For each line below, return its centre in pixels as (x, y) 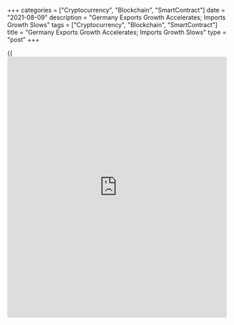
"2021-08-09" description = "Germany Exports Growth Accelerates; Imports (117, 17)
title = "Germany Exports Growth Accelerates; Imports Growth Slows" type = (117, 32)
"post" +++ (23, 40)
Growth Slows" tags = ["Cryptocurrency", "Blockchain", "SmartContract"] (112, 25)
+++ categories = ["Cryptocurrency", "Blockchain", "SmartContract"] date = (116, 10)
